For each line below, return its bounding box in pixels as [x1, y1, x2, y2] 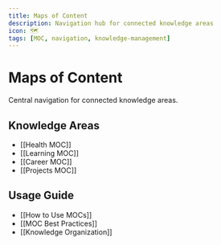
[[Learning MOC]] [19, 149, 79, 157]
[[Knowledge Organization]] [19, 227, 113, 237]
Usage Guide [8, 189, 75, 202]
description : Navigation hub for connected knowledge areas [8, 19, 215, 27]
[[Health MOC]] [19, 140, 72, 149]
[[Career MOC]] [19, 157, 72, 166]
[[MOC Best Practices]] [19, 218, 98, 228]
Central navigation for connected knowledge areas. [8, 96, 178, 105]
